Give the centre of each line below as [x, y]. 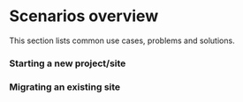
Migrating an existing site [65, 87]
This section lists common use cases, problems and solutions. [122, 40]
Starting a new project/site [68, 63]
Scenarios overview [84, 16]
